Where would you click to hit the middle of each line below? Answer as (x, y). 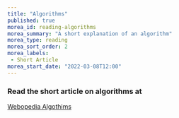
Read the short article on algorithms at (75, 91)
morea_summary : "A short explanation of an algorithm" (90, 34)
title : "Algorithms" (38, 14)
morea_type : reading (38, 40)
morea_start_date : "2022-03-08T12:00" (64, 66)
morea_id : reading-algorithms (52, 27)
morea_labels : (28, 54)
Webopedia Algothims (40, 106)
